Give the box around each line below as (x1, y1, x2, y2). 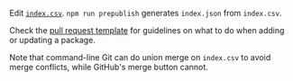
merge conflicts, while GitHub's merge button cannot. (9, 62, 209, 72)
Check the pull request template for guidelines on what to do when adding (9, 25, 285, 35)
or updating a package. (9, 35, 96, 45)
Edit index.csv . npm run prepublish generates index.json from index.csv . (9, 8, 282, 18)
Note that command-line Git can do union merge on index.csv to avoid (9, 52, 271, 62)
